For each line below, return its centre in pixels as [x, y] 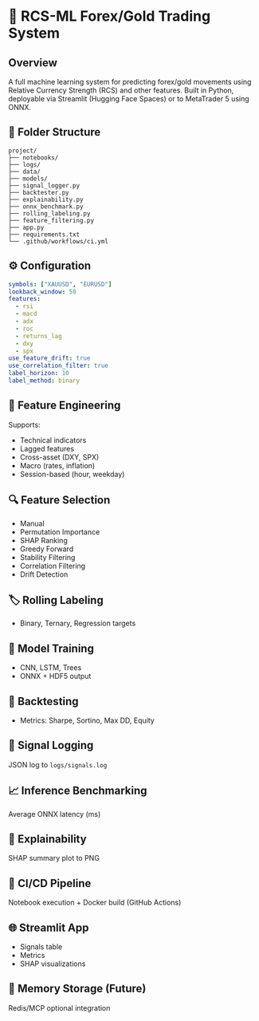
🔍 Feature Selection [59, 501]
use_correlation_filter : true [59, 366]
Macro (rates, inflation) [57, 465]
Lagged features [47, 448]
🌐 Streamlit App [49, 927]
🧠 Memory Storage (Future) [77, 989]
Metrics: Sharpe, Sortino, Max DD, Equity [87, 720]
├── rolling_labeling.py [49, 213]
